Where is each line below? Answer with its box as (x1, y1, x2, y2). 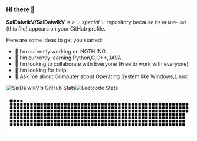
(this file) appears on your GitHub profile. (6, 25, 106, 32)
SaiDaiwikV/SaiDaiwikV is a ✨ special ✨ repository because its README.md (6, 19, 186, 26)
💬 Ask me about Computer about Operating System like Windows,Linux (14, 73, 188, 80)
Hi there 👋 (6, 5, 35, 14)
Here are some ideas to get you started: (6, 36, 103, 43)
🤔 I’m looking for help (14, 67, 67, 74)
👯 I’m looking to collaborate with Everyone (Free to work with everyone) (14, 61, 189, 68)
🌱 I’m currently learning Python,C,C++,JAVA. (14, 54, 123, 61)
